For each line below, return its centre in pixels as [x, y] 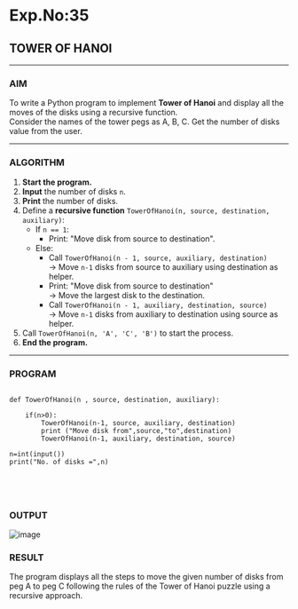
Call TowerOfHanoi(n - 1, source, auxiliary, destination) [158, 257]
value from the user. [46, 131]
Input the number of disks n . [74, 191]
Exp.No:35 [49, 16]
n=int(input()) [37, 454]
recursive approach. [46, 596]
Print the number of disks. [70, 201]
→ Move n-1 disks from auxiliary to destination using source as [163, 314]
